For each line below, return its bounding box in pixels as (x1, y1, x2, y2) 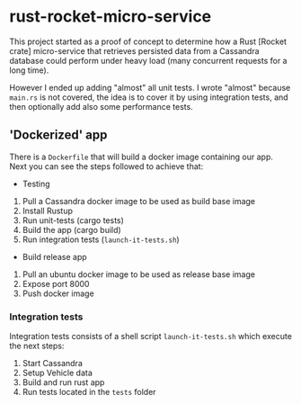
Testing (22, 178, 51, 189)
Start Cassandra (22, 358, 83, 369)
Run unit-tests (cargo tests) (22, 214, 124, 226)
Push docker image (22, 288, 94, 299)
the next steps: (9, 340, 65, 352)
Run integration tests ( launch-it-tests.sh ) (22, 234, 180, 245)
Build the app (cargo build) (22, 224, 121, 235)
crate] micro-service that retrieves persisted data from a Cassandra (9, 45, 260, 56)
